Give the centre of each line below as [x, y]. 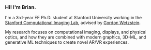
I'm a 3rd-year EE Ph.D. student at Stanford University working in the [73, 18]
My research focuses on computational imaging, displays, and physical [76, 32]
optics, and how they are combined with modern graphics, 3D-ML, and [76, 37]
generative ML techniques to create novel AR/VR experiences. [67, 42]
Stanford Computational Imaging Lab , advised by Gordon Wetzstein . [73, 23]
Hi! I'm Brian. [21, 7]
